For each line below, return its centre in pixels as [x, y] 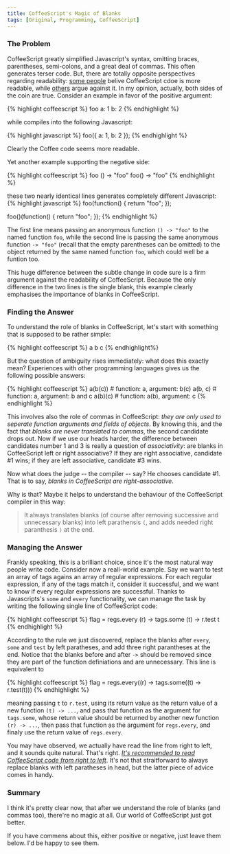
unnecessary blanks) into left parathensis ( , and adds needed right [118, 522]
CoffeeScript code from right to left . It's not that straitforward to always [107, 761]
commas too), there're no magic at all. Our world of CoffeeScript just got [110, 815]
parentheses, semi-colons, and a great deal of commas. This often [101, 66]
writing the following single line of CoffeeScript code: [82, 606]
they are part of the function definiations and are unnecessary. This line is [112, 662]
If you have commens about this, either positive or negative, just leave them [114, 835]
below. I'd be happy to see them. [53, 843]
